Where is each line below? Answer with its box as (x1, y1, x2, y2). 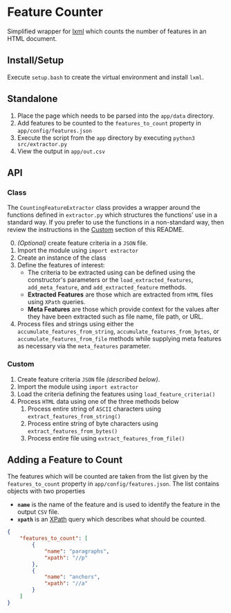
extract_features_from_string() (27, 413, 121, 420)
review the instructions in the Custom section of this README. (7, 226, 185, 234)
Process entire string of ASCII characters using (27, 405, 161, 413)
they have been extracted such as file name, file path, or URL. (27, 312, 204, 321)
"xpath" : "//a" (44, 580, 89, 587)
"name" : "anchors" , (44, 574, 100, 580)
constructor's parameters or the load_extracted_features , (27, 276, 194, 284)
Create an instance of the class (17, 254, 107, 262)
